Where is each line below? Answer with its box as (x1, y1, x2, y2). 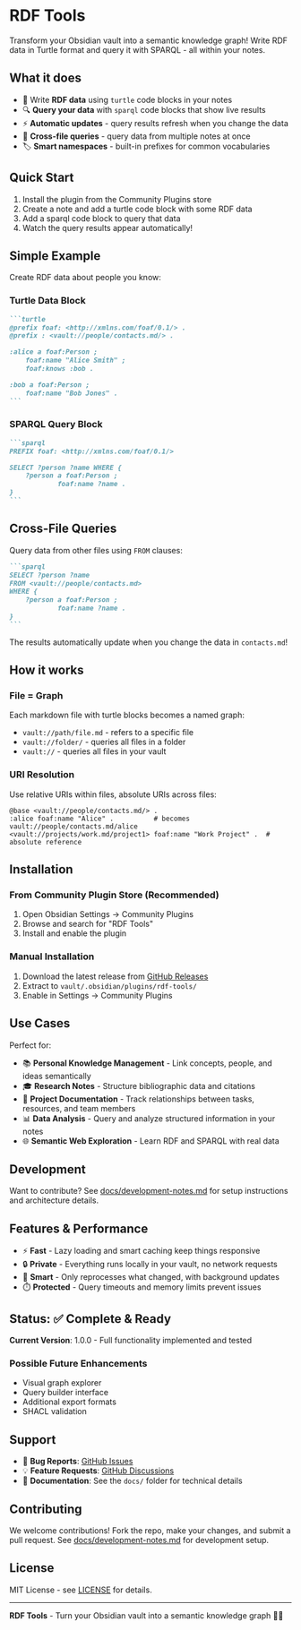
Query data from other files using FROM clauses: (9, 545, 184, 555)
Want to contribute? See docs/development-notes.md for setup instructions (9, 1186, 288, 1197)
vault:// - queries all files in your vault (21, 746, 167, 757)
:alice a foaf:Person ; (9, 347, 99, 356)
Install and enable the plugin (21, 928, 127, 939)
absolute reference (9, 837, 82, 846)
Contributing (9, 1501, 82, 1516)
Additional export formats (21, 1396, 116, 1407)
